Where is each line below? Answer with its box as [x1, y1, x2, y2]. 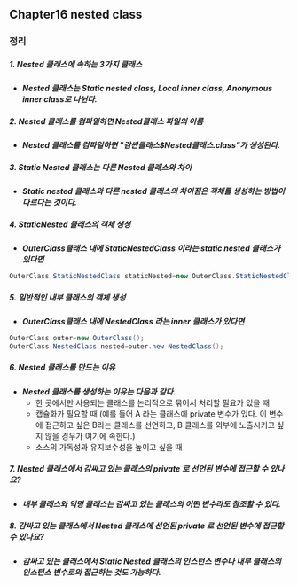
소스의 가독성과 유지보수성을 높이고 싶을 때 [35, 441, 184, 452]
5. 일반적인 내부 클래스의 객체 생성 [9, 292, 126, 302]
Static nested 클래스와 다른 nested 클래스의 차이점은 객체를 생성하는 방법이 [21, 186, 286, 197]
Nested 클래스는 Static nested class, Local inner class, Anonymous [21, 83, 273, 94]
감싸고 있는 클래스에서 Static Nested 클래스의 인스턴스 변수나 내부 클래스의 [21, 556, 282, 566]
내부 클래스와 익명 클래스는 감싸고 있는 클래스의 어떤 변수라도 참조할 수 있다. [21, 498, 281, 509]
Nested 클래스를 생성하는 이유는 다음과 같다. [21, 386, 176, 397]
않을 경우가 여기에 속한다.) [44, 430, 136, 441]
